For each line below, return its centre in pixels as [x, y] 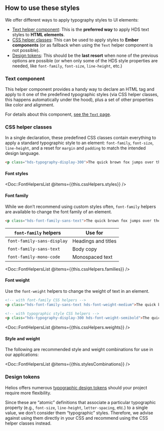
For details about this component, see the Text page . [58, 114]
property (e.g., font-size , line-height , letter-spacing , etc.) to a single [76, 407]
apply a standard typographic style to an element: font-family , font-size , [79, 143]
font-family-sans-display [38, 241]
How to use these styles [42, 8]
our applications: [22, 355]
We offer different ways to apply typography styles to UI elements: [72, 20]
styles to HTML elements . [38, 34]
